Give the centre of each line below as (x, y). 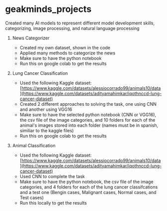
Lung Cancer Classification (40, 73)
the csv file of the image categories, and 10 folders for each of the (87, 120)
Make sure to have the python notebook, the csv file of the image (86, 182)
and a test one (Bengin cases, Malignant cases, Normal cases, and (88, 192)
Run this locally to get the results (53, 203)
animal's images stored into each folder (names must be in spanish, (89, 125)
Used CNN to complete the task (52, 176)
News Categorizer (31, 38)
